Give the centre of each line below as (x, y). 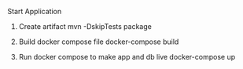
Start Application (35, 11)
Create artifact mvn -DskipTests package (85, 26)
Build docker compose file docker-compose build (99, 42)
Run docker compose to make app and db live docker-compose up (127, 57)
